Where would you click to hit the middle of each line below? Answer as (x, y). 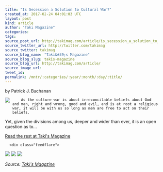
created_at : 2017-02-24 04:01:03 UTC (43, 14)
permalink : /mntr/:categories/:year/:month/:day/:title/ (64, 77)
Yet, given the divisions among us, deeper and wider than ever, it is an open (81, 121)
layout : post (18, 18)
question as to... (21, 126)
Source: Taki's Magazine (30, 164)
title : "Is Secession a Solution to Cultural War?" (58, 9)
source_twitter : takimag (30, 50)
